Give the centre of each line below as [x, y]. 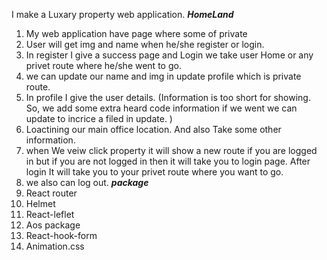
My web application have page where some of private [136, 33]
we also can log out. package [87, 182]
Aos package [53, 225]
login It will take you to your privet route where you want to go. [154, 172]
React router [51, 193]
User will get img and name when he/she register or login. [145, 44]
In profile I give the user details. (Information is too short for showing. [168, 97]
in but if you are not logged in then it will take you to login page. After [168, 161]
